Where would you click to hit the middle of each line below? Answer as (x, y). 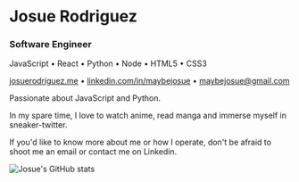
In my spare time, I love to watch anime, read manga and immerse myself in (148, 116)
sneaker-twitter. (38, 125)
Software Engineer (50, 45)
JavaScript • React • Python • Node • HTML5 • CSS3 (108, 63)
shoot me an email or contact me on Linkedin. (93, 152)
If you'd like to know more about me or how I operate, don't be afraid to (141, 142)
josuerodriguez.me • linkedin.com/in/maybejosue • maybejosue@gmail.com (149, 81)
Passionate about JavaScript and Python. (85, 98)
